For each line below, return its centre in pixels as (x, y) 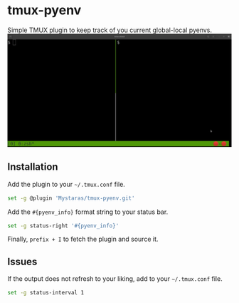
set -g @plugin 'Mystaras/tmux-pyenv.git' (71, 198)
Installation (33, 167)
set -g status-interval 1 (46, 293)
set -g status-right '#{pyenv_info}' (63, 226)
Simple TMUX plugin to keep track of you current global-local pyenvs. (110, 30)
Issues (22, 261)
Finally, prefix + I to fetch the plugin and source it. (83, 239)
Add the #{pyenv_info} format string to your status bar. (88, 212)
